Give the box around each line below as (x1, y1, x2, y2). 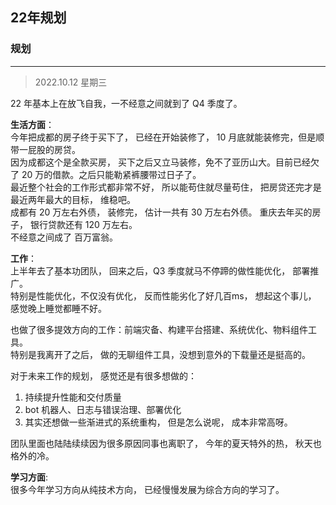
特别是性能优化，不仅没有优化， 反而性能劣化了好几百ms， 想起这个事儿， (10, 289, 317, 302)
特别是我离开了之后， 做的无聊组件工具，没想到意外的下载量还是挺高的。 (10, 348, 311, 360)
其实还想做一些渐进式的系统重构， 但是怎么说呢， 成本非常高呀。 (24, 416, 293, 428)
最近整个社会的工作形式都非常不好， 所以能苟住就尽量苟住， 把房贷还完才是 (10, 181, 322, 193)
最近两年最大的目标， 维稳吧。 (10, 193, 136, 205)
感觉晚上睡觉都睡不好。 (10, 302, 107, 314)
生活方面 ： (10, 118, 55, 130)
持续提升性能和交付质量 (24, 391, 122, 403)
